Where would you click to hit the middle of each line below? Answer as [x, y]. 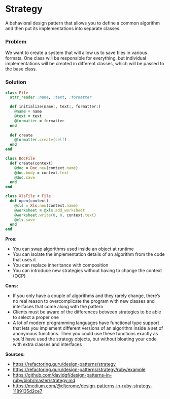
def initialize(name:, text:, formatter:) [55, 107]
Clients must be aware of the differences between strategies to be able [87, 312]
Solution [16, 82]
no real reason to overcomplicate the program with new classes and [83, 301]
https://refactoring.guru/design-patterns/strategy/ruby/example [79, 369]
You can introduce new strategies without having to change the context [87, 271]
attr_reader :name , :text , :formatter [51, 97]
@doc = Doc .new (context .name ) [46, 168]
